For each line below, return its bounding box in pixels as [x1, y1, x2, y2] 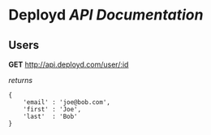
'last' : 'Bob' [23, 112, 79, 120]
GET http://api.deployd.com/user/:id [8, 59, 129, 69]
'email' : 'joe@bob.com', [23, 98, 111, 107]
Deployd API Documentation [8, 6, 204, 24]
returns [8, 76, 33, 85]
